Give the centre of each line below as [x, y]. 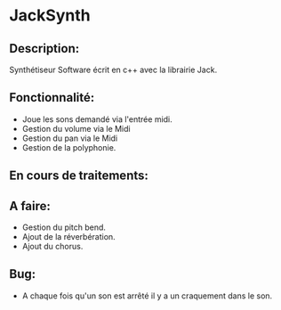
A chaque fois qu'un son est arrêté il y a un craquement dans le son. [147, 296]
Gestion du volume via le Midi [76, 128]
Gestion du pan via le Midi [70, 138]
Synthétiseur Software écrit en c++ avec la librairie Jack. [113, 69]
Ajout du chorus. [52, 247]
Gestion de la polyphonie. [69, 147]
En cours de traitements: [79, 176]
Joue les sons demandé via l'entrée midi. [97, 119]
